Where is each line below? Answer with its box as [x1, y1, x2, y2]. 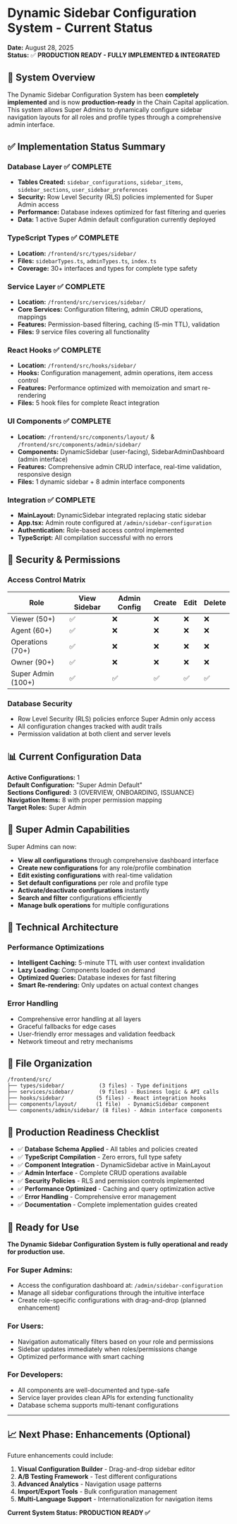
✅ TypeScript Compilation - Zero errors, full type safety [17, 1153, 182, 1162]
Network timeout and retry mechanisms [17, 1037, 133, 1045]
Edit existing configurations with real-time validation [17, 871, 173, 879]
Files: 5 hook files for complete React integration [17, 398, 160, 407]
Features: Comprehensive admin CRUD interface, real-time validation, [17, 462, 222, 470]
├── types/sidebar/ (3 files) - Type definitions [7, 1083, 188, 1090]
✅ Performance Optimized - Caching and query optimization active [17, 1185, 215, 1193]
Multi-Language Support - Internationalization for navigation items [17, 1494, 213, 1503]
